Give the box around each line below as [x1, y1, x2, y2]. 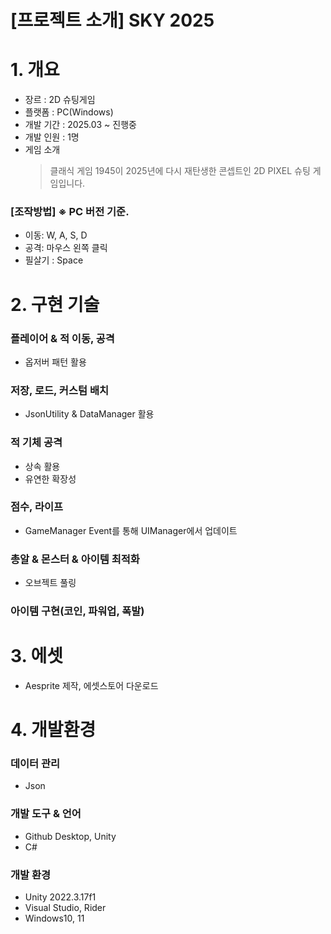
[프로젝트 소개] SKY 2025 [10, 9, 215, 32]
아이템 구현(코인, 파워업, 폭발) [10, 604, 145, 618]
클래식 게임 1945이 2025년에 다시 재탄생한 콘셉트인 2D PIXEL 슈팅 [49, 165, 311, 177]
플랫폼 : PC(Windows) [24, 106, 114, 118]
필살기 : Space [24, 254, 84, 266]
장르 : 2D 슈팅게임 [24, 94, 96, 106]
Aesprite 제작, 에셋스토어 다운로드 [24, 679, 159, 691]
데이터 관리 [10, 757, 61, 771]
